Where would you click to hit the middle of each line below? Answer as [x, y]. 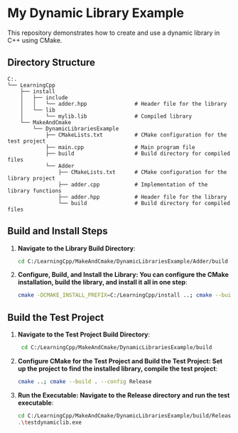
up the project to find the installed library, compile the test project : [118, 368]
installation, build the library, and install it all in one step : [102, 283]
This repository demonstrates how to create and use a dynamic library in [114, 33]
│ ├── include [44, 97]
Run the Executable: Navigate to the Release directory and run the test [124, 395]
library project [31, 178]
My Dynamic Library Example [96, 13]
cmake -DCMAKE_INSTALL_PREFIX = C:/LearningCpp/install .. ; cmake [115, 295]
